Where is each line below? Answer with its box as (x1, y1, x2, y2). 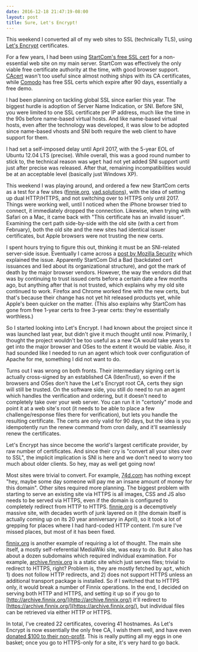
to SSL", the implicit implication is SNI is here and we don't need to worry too (6, 454, 193, 461)
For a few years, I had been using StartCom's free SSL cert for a (6, 54, 163, 61)
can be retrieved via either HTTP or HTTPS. (6, 609, 112, 616)
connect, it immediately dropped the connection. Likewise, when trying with (6, 207, 191, 215)
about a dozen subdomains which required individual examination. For (6, 552, 177, 559)
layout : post (6, 14, 38, 20)
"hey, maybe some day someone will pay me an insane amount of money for (6, 478, 193, 485)
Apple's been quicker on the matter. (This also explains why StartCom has (6, 300, 186, 307)
